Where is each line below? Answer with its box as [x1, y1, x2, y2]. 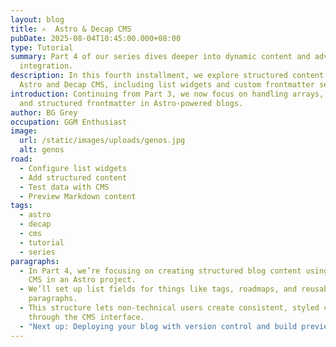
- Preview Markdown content [19, 191, 137, 201]
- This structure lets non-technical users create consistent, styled [19, 303, 320, 313]
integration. [19, 61, 74, 71]
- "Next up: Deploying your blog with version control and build [19, 321, 298, 331]
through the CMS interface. [28, 312, 145, 322]
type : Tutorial [10, 42, 74, 53]
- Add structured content [19, 172, 128, 183]
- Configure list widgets [19, 163, 128, 173]
